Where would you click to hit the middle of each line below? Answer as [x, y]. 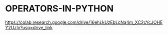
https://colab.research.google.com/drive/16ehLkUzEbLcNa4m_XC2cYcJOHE [84, 22]
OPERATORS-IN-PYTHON [59, 9]
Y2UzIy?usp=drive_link [29, 27]
